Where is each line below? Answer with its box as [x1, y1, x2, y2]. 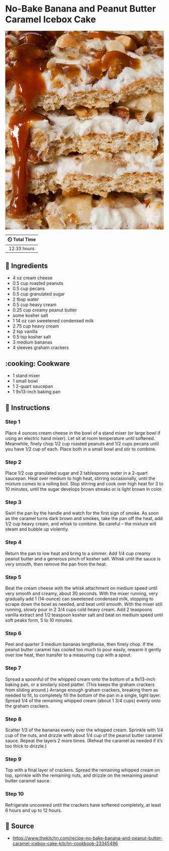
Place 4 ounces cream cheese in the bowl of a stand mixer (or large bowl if [5, 430, 161, 436]
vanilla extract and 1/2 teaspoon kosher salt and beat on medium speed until [5, 612, 163, 618]
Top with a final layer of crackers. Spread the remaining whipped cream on [5, 767, 160, 773]
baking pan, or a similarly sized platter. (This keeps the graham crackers [5, 682, 155, 688]
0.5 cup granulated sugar [12, 291, 65, 297]
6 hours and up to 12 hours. [5, 807, 62, 813]
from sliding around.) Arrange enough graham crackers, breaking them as [5, 687, 158, 693]
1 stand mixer [12, 373, 40, 379]
